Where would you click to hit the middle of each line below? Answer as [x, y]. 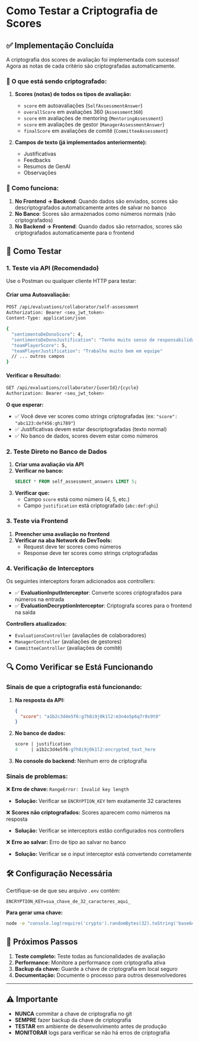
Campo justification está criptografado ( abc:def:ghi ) [91, 506]
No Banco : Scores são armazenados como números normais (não [95, 214]
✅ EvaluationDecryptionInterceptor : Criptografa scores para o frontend [103, 606]
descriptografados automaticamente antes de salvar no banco [91, 207]
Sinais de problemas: [37, 776]
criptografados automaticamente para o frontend [74, 232]
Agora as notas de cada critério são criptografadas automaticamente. [91, 66]
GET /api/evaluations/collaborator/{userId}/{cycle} [73, 388]
